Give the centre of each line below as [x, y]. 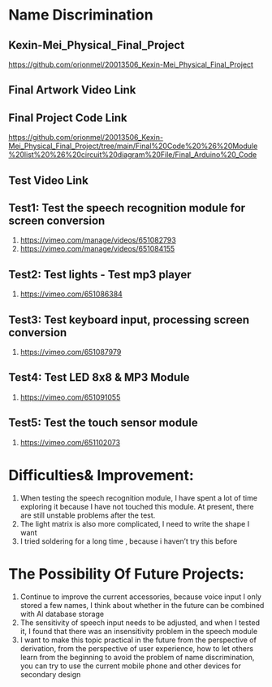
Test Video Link [49, 180]
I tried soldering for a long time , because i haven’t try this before [129, 541]
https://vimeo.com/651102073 [70, 442]
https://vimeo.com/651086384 [71, 294]
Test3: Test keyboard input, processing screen [129, 319]
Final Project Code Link [68, 118]
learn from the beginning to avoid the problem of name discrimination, [137, 657]
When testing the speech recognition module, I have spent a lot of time [139, 497]
